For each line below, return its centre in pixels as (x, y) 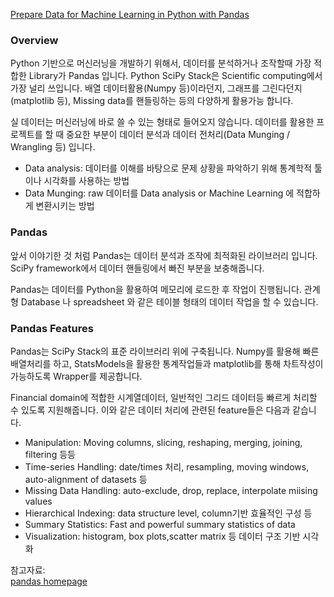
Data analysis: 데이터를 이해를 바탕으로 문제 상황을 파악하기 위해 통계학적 (168, 168)
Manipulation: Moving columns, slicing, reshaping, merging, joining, (163, 442)
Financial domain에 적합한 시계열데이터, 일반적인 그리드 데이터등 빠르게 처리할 (164, 397)
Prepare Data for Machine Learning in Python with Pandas (130, 14)
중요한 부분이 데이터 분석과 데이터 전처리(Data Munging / (178, 135)
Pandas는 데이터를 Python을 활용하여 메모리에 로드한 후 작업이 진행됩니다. (156, 289)
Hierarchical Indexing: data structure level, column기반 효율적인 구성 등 (168, 513)
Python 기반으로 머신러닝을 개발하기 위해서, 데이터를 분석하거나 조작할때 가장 (161, 63)
